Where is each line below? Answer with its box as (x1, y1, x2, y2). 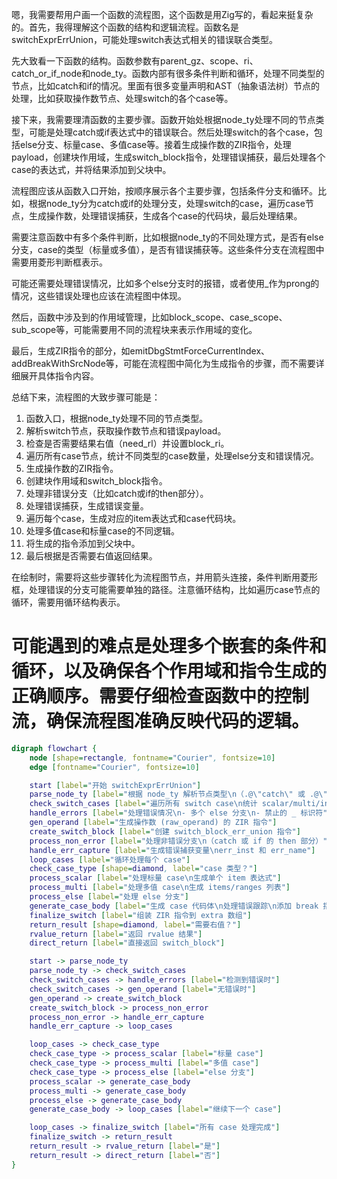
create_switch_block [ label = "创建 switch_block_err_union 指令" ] (29, 826, 301, 837)
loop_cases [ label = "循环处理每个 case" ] (29, 854, 191, 865)
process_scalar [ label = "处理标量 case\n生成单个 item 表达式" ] (29, 873, 282, 883)
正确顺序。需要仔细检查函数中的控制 (11, 685, 310, 708)
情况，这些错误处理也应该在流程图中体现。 (11, 290, 187, 302)
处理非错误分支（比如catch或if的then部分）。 (25, 488, 209, 499)
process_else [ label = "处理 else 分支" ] (29, 892, 189, 902)
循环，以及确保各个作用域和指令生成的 (11, 660, 328, 683)
